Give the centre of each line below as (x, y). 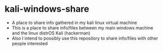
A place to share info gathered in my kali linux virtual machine (74, 23)
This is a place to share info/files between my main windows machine (82, 27)
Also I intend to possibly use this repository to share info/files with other (85, 38)
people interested (30, 43)
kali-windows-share (47, 9)
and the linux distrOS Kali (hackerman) (51, 33)
